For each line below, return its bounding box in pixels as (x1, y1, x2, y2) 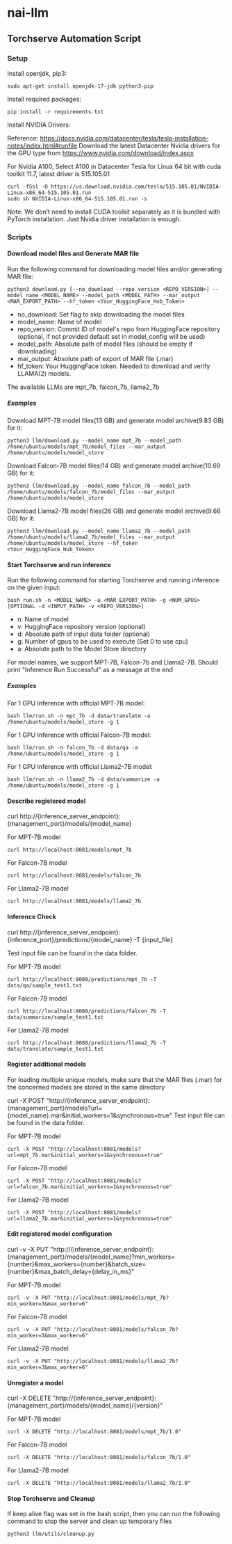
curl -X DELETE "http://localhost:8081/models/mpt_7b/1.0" (7, 1428, 182, 1435)
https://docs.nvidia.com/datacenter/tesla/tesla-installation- (40, 134, 209, 142)
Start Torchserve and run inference (7, 560, 111, 568)
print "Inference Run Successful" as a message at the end (7, 666, 174, 674)
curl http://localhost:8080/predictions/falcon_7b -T (7, 1008, 167, 1014)
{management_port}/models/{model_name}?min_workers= (7, 1252, 176, 1261)
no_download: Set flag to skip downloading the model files (17, 310, 185, 318)
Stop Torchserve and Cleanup (7, 1494, 95, 1502)
